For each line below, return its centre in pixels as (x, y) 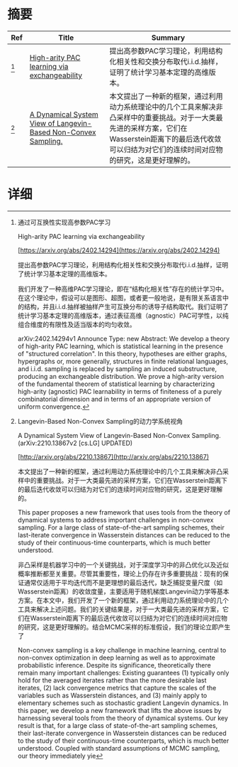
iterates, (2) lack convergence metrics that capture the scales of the (117, 687)
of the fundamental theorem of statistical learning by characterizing (116, 384)
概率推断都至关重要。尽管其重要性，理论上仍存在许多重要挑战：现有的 (120, 574)
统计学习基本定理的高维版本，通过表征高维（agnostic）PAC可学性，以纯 (123, 315)
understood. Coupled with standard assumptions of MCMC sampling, (119, 748)
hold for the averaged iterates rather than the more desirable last (112, 680)
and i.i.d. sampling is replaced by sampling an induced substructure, (117, 369)
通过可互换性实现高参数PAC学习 (64, 222)
